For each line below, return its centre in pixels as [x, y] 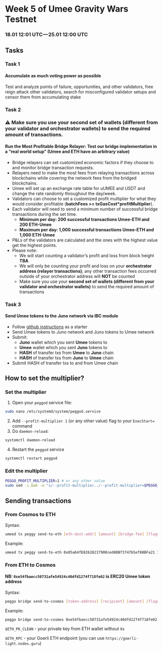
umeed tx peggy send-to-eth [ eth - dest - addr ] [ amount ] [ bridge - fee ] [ [77, 534]
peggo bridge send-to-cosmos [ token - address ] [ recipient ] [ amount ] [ [77, 601]
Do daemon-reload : [30, 431]
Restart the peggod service [38, 449]
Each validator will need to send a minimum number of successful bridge [85, 209]
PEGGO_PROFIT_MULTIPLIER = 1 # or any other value [55, 481]
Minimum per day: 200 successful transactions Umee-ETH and [84, 219]
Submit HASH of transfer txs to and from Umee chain [65, 363]
